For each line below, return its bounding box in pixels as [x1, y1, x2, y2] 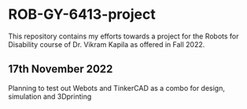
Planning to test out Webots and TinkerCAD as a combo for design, [8, 83, 226, 93]
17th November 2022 [8, 63, 113, 76]
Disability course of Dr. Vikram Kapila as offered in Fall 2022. [8, 39, 205, 49]
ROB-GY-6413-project [8, 5, 156, 24]
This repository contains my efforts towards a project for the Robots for [8, 31, 239, 41]
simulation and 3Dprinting [8, 92, 92, 101]
